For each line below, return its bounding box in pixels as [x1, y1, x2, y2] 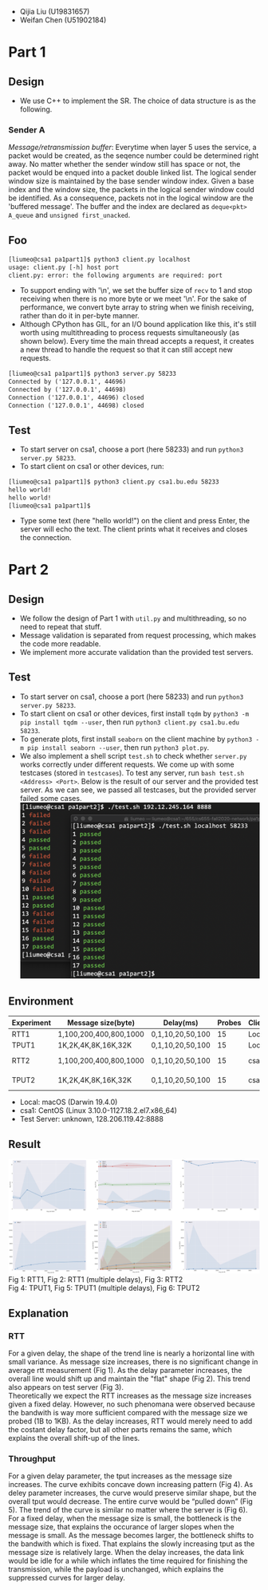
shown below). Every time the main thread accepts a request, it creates [19, 337, 254, 346]
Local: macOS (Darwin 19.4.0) [19, 1097, 118, 1107]
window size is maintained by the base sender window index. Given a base [8, 176, 254, 186]
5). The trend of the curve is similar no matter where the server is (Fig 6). [8, 1505, 248, 1515]
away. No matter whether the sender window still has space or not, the [8, 160, 241, 169]
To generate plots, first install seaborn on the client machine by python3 [19, 734, 253, 744]
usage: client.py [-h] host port [8, 263, 120, 272]
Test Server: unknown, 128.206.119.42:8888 [19, 1115, 164, 1124]
